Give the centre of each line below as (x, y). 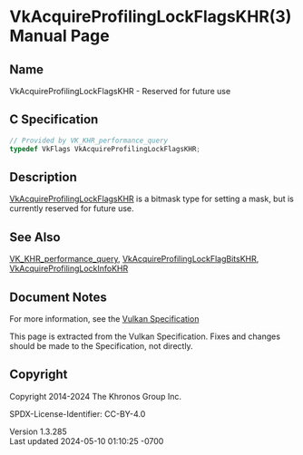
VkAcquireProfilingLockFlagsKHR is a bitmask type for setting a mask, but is (152, 199)
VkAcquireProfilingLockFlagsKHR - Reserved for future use (120, 91)
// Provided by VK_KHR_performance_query (89, 140)
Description (43, 177)
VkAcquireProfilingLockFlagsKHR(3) (151, 17)
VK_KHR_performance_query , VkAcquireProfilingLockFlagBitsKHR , (134, 259)
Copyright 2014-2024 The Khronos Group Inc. (95, 396)
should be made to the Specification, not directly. (101, 346)
